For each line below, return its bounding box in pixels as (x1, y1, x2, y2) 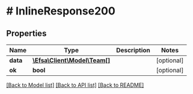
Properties (6, 28, 47, 39)
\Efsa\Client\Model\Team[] (32, 56, 111, 64)
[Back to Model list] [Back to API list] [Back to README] (6, 81, 144, 89)
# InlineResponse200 (6, 4, 115, 18)
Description (116, 46, 150, 54)
